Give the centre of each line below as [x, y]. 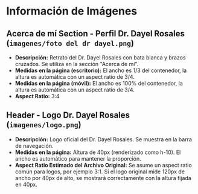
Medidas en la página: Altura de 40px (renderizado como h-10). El [98, 152]
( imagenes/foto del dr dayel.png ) [70, 43]
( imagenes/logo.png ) [44, 125]
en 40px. [26, 184]
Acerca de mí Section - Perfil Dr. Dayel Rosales [96, 34]
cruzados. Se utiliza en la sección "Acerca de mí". [77, 64]
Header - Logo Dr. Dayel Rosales [68, 115]
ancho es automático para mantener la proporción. [78, 158]
